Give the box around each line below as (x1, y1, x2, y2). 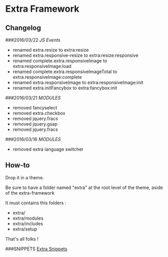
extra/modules (12, 215, 43, 221)
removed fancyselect (12, 105, 58, 110)
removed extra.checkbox (12, 110, 65, 116)
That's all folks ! (5, 236, 39, 242)
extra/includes (12, 220, 43, 226)
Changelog (5, 24, 41, 32)
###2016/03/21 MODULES (5, 95, 61, 101)
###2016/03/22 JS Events (5, 37, 61, 43)
